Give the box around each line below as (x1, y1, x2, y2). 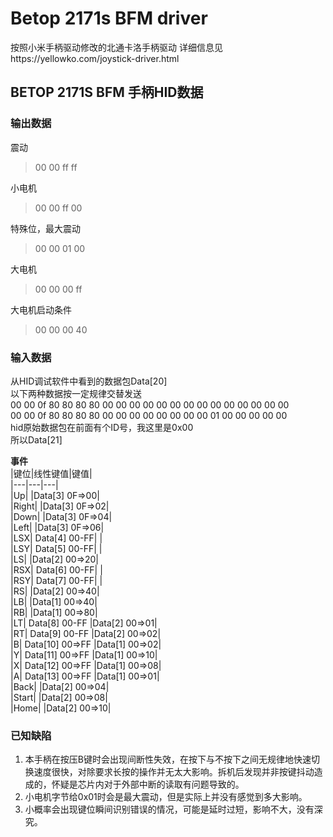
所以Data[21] (10, 433, 63, 446)
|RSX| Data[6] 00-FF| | (10, 563, 103, 576)
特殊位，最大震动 (10, 222, 81, 234)
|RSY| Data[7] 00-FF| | (10, 574, 103, 586)
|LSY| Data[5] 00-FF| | (10, 542, 103, 554)
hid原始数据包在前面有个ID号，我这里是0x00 (10, 421, 194, 433)
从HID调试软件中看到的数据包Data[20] (10, 375, 168, 387)
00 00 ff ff (34, 161, 78, 173)
